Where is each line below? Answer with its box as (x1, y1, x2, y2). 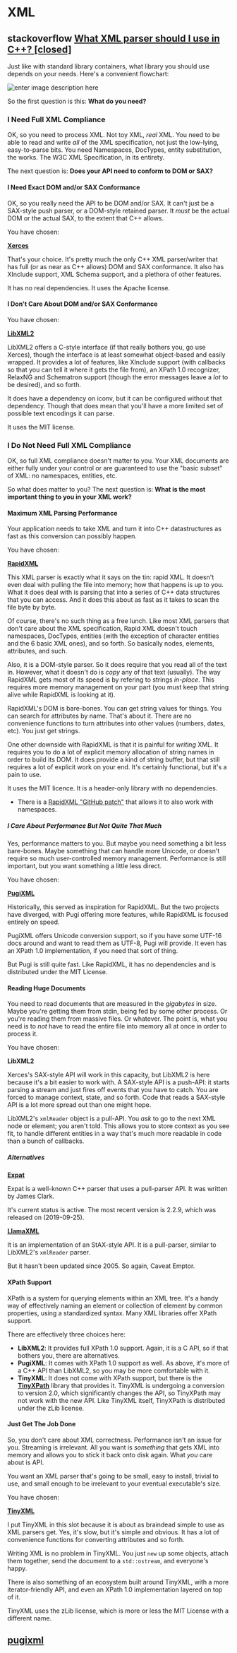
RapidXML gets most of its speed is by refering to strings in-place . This (7, 675, 215, 684)
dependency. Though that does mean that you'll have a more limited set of (7, 401, 224, 410)
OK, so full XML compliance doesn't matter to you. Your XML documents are (7, 456, 229, 465)
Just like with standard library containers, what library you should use (7, 62, 209, 71)
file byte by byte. (7, 603, 56, 612)
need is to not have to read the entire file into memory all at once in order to (7, 1022, 227, 1031)
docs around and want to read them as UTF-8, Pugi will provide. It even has (7, 939, 227, 947)
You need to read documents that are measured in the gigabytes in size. (7, 1000, 217, 1008)
